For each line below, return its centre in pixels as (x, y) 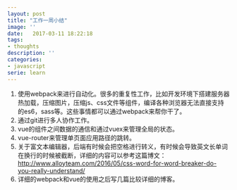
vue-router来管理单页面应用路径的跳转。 (77, 137)
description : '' (31, 53)
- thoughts (23, 46)
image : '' (22, 27)
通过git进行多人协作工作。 (55, 120)
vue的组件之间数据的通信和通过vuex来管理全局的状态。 (98, 129)
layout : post (26, 14)
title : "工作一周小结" (37, 20)
